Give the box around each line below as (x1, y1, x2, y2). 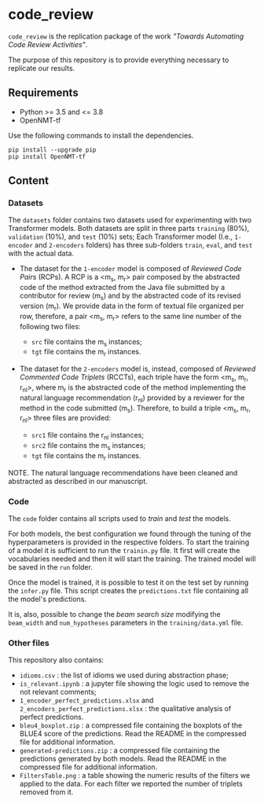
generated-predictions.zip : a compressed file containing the (19, 746, 220, 755)
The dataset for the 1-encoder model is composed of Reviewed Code (19, 264, 242, 273)
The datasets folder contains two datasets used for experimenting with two (8, 215, 252, 225)
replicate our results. (8, 63, 75, 72)
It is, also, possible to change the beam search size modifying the (8, 609, 222, 618)
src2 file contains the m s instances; (31, 441, 146, 452)
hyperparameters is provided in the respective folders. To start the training (8, 537, 250, 547)
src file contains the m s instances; (31, 336, 143, 348)
